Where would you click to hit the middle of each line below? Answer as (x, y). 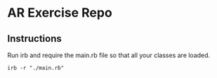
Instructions (34, 39)
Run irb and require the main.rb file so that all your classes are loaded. (109, 55)
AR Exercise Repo (60, 13)
